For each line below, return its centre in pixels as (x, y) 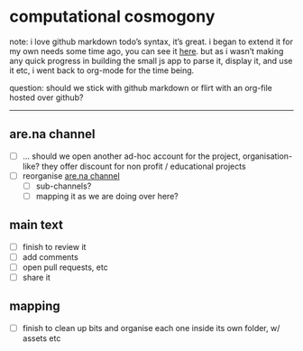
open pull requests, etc (65, 267)
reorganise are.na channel (71, 175)
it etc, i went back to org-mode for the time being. (102, 70)
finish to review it (54, 246)
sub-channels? (64, 186)
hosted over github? (46, 97)
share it (37, 277)
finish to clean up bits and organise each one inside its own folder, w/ (151, 328)
